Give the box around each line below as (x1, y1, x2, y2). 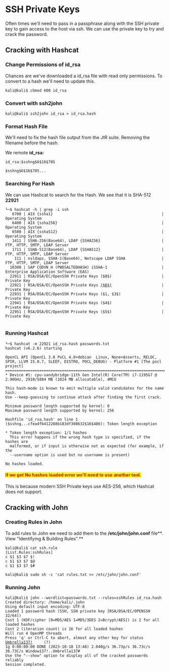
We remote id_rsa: (5, 150, 44, 156)
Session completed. (5, 662, 47, 667)
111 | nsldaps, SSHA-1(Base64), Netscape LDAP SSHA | (14, 255, 164, 261)
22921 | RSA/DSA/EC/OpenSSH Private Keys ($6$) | (10, 282, 164, 287)
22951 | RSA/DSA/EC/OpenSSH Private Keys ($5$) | (10, 309, 164, 314)
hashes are (5, 439, 28, 444)
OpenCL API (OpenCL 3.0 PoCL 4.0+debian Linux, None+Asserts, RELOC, (5, 355, 157, 360)
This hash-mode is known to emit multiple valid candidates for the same (5, 386, 164, 391)
